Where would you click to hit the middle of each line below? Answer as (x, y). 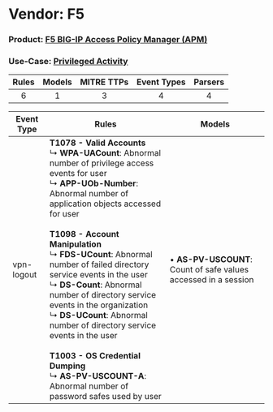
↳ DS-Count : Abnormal (95, 285)
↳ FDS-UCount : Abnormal (101, 255)
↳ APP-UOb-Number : (94, 183)
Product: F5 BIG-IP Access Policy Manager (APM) (108, 40)
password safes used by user (106, 397)
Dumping (67, 366)
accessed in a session (212, 280)
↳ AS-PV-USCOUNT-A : (98, 376)
